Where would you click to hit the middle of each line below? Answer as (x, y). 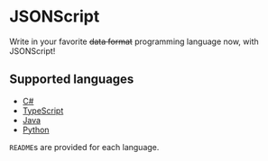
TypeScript (43, 111)
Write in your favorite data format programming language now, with (134, 41)
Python (36, 130)
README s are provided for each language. (84, 147)
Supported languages (72, 80)
